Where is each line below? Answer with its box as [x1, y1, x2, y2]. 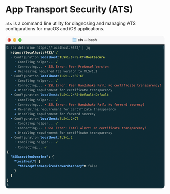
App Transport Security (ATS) [5, 4, 133, 15]
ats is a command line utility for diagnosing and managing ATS [5, 20, 136, 26]
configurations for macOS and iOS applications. [5, 25, 105, 31]
